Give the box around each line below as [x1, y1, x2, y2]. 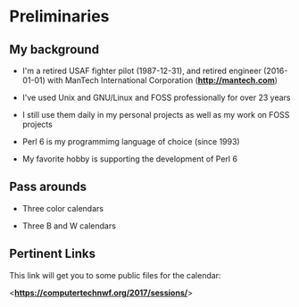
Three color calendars [21, 203, 104, 213]
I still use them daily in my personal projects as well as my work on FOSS [21, 110, 290, 120]
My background [9, 42, 100, 57]
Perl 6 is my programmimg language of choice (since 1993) [21, 137, 240, 146]
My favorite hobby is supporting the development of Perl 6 [21, 153, 238, 164]
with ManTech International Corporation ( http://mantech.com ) [47, 75, 278, 86]
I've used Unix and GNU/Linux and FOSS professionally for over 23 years [21, 92, 291, 103]
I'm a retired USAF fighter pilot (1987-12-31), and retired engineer [21, 65, 262, 76]
